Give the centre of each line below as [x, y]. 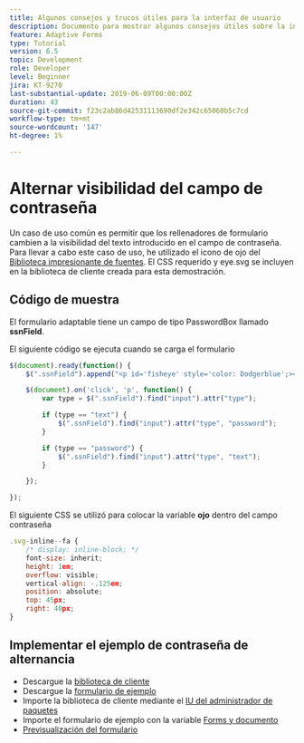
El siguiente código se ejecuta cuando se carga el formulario [122, 349]
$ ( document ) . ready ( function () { [70, 365]
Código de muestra [64, 300]
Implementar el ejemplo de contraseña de [129, 646]
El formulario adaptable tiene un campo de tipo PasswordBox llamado [139, 322]
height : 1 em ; [50, 566]
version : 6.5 [34, 52]
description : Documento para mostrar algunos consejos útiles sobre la [147, 26]
